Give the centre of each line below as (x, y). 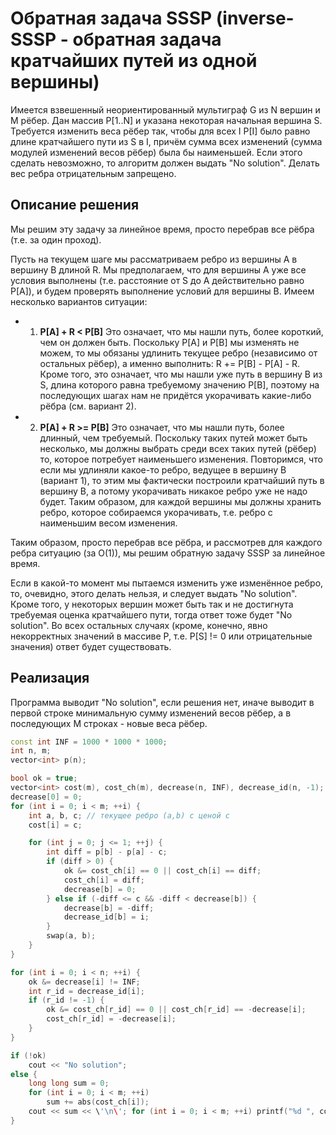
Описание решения (75, 205)
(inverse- (255, 18)
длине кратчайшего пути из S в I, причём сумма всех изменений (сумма (166, 141)
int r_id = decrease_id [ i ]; (86, 991)
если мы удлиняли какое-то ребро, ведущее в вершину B (163, 469)
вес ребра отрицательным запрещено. (93, 173)
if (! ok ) (28, 1055)
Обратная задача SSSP (111, 18)
